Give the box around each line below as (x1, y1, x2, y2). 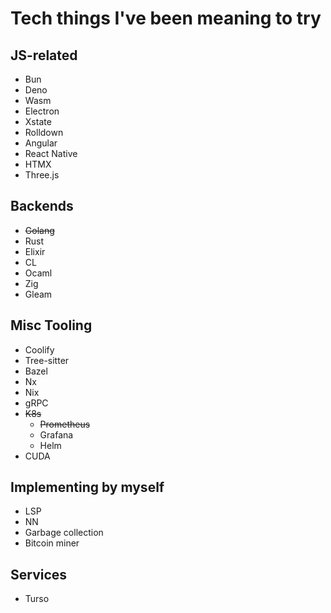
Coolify (24, 343, 55, 356)
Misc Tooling (10, 317, 93, 334)
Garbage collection (24, 527, 104, 539)
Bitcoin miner (24, 537, 80, 549)
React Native (24, 148, 78, 159)
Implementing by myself (10, 479, 165, 496)
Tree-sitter (24, 354, 70, 366)
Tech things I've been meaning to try (10, 7, 322, 30)
